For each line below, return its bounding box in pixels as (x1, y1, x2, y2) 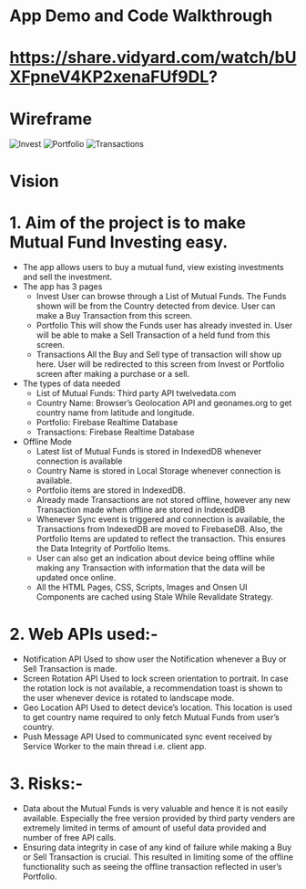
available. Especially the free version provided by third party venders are (22, 813, 296, 824)
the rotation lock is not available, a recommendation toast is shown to (22, 683, 283, 694)
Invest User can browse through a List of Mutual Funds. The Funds (36, 291, 287, 302)
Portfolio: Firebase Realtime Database (36, 417, 178, 428)
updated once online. (36, 572, 117, 583)
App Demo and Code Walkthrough (9, 5, 273, 26)
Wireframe (9, 109, 93, 129)
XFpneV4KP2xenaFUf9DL (9, 67, 209, 88)
